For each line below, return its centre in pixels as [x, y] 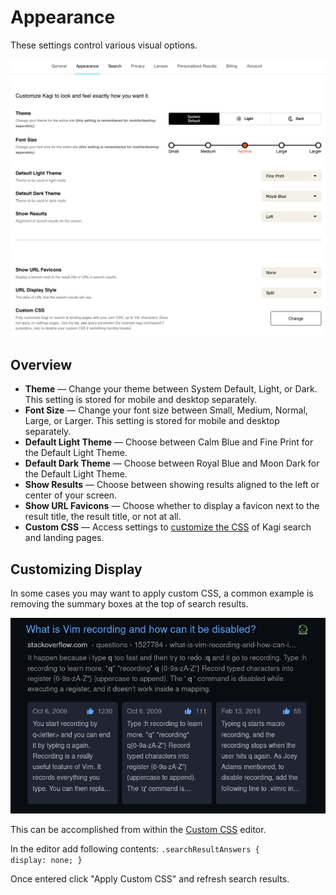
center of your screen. [71, 495]
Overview [41, 364]
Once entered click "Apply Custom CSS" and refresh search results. [150, 879]
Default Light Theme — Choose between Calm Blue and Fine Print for [169, 442]
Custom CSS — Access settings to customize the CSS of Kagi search [168, 527]
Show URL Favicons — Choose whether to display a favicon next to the [172, 506]
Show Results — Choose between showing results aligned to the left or [172, 485]
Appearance [63, 17]
